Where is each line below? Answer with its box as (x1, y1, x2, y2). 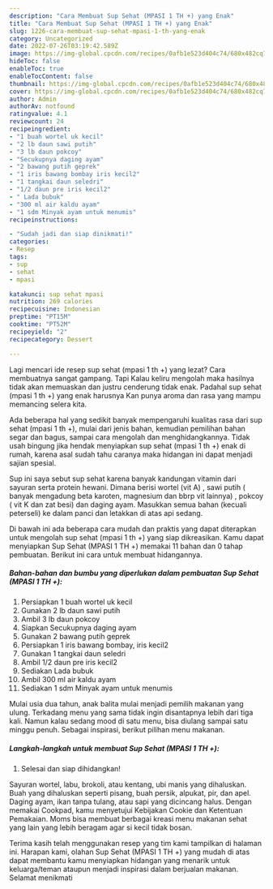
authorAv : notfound (9, 102, 75, 110)
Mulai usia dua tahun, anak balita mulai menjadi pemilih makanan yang (9, 699, 244, 709)
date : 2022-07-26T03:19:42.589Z (9, 42, 118, 50)
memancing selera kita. (9, 399, 87, 409)
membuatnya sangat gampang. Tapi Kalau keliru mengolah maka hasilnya (9, 373, 254, 383)
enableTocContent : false (9, 72, 93, 80)
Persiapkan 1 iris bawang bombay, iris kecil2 (20, 640, 169, 650)
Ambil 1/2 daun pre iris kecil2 (20, 658, 118, 668)
